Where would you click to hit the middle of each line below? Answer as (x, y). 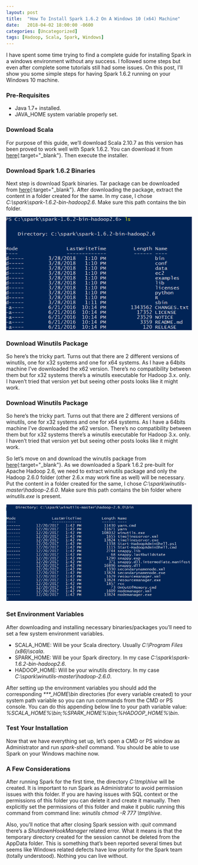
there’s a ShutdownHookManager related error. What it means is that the (94, 831)
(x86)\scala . (29, 651)
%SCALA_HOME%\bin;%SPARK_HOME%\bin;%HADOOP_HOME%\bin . (93, 713)
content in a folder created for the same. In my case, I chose (79, 196)
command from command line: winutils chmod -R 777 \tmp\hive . (84, 813)
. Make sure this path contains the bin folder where (120, 490)
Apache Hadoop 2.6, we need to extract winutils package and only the (91, 471)
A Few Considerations (38, 769)
